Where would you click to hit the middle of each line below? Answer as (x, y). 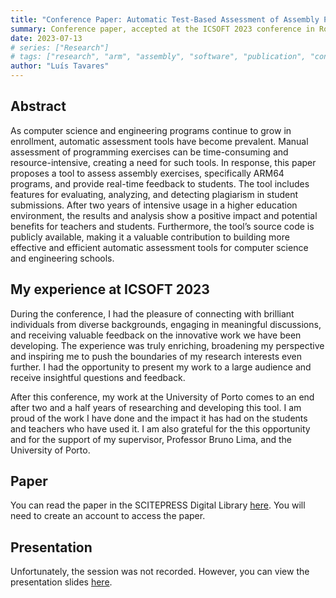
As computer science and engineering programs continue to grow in (151, 130)
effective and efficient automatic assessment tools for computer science (159, 247)
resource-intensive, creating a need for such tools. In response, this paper (163, 162)
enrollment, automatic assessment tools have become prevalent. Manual (159, 141)
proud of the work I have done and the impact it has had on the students (159, 418)
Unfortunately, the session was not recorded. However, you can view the (160, 572)
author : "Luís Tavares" (60, 66)
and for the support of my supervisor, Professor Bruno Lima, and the (151, 439)
